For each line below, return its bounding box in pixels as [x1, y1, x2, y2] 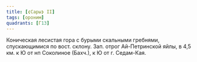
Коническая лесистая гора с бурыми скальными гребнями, [6, 37, 160, 44]
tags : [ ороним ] [6, 14, 44, 20]
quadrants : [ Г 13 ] [6, 20, 50, 26]
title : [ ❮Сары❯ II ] [6, 8, 55, 15]
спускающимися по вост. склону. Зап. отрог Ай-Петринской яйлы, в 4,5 [6, 43, 191, 50]
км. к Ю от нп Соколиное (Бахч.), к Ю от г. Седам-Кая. [6, 49, 147, 57]
